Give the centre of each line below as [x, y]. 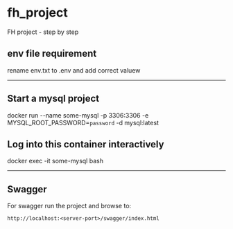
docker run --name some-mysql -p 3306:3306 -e [78, 115]
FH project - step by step [43, 32]
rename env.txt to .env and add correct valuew [74, 70]
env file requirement [52, 54]
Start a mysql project [53, 99]
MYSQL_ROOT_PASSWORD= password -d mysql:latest [83, 122]
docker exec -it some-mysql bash [55, 161]
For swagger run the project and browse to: [69, 206]
